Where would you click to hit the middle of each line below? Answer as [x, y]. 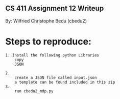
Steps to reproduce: [49, 42]
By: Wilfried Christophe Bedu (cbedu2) [46, 21]
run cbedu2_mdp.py [34, 91]
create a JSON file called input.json [56, 77]
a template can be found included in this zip [65, 82]
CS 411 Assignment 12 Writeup [55, 8]
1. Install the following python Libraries [52, 55]
